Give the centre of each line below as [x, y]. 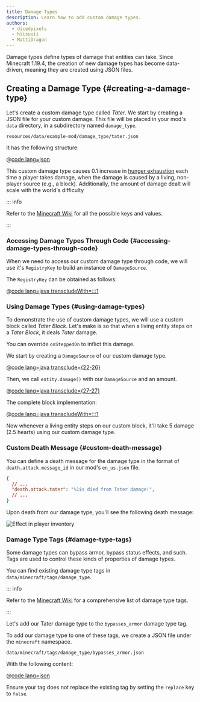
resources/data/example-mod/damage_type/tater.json [72, 136]
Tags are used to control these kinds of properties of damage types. [91, 559]
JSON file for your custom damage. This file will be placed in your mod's [96, 119]
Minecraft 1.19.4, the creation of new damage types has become [86, 63]
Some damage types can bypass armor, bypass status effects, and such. [97, 553]
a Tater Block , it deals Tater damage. [52, 332]
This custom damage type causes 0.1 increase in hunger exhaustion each [97, 171]
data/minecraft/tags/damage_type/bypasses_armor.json [75, 653]
